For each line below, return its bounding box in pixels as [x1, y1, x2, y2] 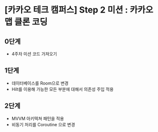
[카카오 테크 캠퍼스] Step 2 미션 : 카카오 [4, 4, 154, 15]
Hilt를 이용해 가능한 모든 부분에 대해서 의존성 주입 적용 [11, 86, 114, 92]
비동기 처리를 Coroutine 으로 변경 [11, 121, 75, 127]
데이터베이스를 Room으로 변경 [11, 80, 69, 86]
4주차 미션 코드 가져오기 [11, 51, 57, 57]
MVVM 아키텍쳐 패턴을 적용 [11, 116, 64, 121]
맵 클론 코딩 [4, 16, 48, 28]
